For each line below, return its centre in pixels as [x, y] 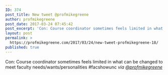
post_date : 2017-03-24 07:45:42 [39, 24]
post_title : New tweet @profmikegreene [47, 15]
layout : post [19, 33]
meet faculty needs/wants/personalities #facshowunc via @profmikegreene [84, 67]
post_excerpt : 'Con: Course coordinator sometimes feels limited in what [84, 29]
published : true [22, 47]
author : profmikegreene [30, 19]
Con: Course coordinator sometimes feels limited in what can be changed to [84, 61]
